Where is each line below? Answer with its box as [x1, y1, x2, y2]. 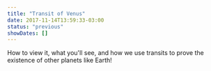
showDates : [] [7, 29, 49, 37]
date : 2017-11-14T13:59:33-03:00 [7, 17, 104, 24]
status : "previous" [7, 23, 64, 30]
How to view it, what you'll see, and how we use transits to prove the [7, 49, 204, 57]
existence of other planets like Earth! [7, 56, 113, 65]
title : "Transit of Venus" [7, 10, 86, 17]
